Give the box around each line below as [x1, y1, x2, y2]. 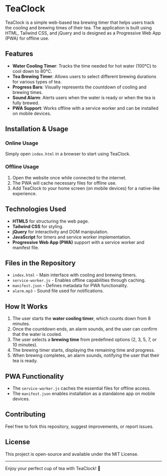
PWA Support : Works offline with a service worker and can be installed [12, 105, 159, 111]
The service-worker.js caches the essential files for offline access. [12, 385, 151, 391]
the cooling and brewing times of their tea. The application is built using [5, 24, 152, 30]
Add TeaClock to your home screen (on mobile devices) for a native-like [12, 185, 160, 191]
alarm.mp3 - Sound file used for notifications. [12, 288, 104, 294]
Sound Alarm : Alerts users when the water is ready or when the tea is [12, 94, 156, 100]
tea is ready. [12, 358, 38, 364]
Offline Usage [5, 163, 39, 170]
